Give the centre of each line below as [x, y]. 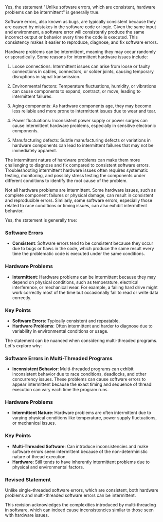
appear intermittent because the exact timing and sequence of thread [82, 384]
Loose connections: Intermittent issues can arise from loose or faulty [81, 66]
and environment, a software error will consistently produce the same [75, 32]
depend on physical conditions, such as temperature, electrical [75, 282]
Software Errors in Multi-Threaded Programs [59, 358]
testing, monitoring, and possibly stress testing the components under [75, 175]
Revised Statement [28, 480]
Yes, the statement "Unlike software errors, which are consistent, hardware [80, 7]
